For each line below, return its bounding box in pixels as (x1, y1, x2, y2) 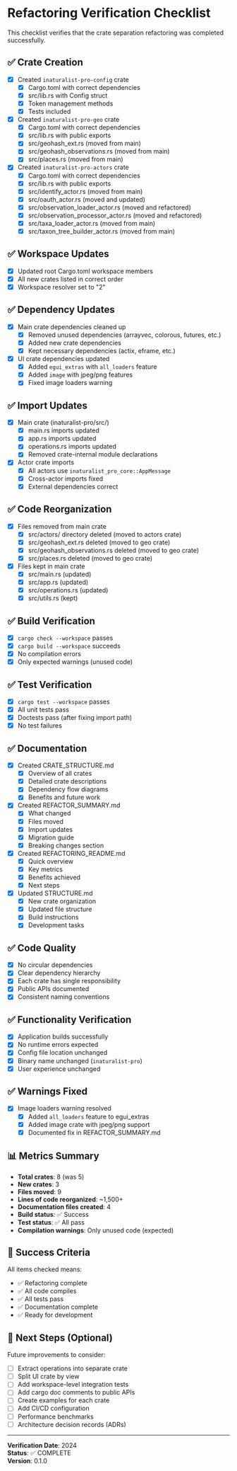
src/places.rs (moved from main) (28, 155, 123, 164)
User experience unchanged (17, 1064, 101, 1073)
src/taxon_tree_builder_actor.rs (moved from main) (28, 227, 175, 235)
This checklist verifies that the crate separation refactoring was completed (7, 28, 224, 37)
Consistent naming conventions (17, 992, 110, 1001)
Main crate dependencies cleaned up (17, 322, 126, 331)
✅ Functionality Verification (7, 1014, 132, 1026)
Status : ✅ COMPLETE (7, 1448, 72, 1457)
